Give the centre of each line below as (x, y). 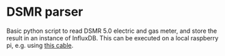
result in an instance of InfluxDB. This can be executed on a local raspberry (112, 38)
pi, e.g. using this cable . (40, 45)
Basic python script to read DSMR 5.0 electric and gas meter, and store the (112, 31)
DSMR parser (45, 12)
